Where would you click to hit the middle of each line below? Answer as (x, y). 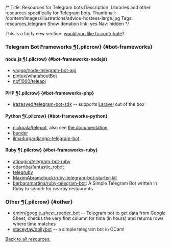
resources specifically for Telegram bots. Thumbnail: (61, 13)
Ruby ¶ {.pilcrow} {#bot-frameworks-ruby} (52, 150)
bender (20, 133)
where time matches (34, 224)
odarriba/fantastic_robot (38, 167)
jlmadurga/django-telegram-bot (46, 138)
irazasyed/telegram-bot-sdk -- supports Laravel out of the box (78, 104)
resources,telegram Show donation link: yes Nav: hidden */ (67, 24)
